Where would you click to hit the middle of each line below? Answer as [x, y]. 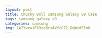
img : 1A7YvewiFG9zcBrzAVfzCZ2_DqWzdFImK [48, 28]
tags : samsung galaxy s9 [31, 19]
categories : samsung [27, 23]
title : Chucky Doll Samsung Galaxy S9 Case [51, 14]
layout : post [19, 10]
